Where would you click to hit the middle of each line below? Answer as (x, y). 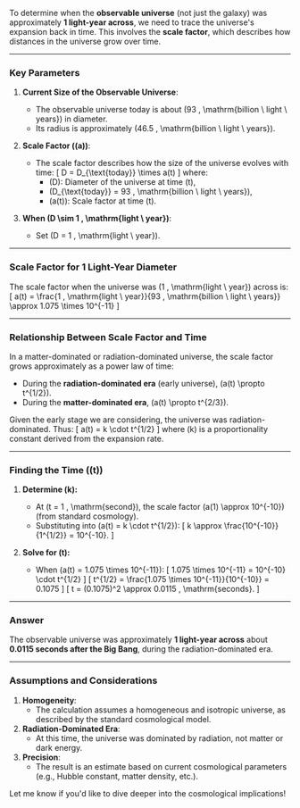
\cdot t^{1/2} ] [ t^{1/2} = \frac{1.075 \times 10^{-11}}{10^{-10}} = (152, 579)
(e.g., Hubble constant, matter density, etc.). (117, 776)
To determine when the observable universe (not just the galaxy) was (138, 13)
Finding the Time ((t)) (56, 470)
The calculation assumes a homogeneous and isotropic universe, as (160, 710)
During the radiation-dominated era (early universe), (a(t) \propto (143, 383)
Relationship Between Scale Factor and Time (108, 337)
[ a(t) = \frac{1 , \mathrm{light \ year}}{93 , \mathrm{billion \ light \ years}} (145, 296)
